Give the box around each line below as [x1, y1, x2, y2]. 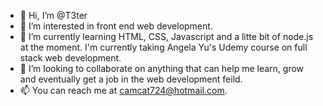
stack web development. [19, 52, 122, 64]
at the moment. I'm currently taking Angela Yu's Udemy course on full [19, 41, 308, 53]
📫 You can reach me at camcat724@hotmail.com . [19, 85, 228, 96]
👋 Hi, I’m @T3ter [19, 10, 88, 21]
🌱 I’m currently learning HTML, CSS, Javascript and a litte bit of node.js [19, 31, 314, 42]
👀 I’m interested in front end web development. [19, 20, 213, 32]
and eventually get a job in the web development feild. [19, 73, 243, 85]
